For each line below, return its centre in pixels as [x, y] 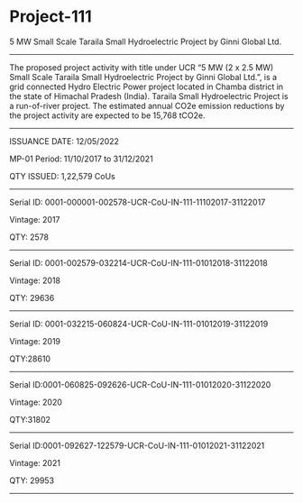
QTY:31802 [30, 419]
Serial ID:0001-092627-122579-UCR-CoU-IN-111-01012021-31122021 [137, 445]
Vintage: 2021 [35, 462]
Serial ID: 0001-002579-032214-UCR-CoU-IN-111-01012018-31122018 [138, 262]
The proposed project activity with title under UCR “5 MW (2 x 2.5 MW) [142, 67]
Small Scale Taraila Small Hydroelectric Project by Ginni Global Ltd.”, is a [143, 77]
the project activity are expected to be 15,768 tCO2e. [107, 115]
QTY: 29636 [32, 297]
